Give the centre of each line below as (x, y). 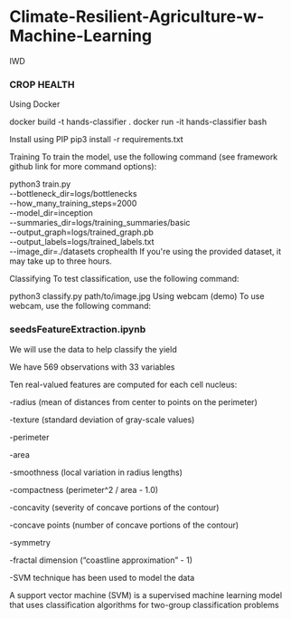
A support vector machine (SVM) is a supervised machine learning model (146, 595)
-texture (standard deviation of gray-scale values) (102, 420)
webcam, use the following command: (80, 306)
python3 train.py (40, 184)
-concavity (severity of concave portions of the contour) (114, 507)
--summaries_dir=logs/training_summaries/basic (100, 223)
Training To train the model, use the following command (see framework (144, 157)
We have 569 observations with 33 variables (92, 367)
